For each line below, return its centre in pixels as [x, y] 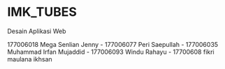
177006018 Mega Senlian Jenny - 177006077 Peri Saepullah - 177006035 [113, 44]
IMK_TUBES [42, 12]
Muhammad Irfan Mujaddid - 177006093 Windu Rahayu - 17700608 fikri [111, 52]
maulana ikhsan [30, 59]
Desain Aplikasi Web [37, 31]
